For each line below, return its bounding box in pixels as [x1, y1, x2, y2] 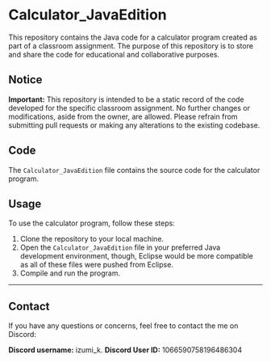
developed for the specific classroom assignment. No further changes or [8, 103, 251, 112]
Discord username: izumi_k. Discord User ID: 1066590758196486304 [8, 345, 243, 355]
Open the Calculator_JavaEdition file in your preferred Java [19, 242, 221, 252]
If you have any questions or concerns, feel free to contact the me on [8, 321, 239, 330]
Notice [8, 73, 43, 86]
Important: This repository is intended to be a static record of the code [8, 95, 244, 104]
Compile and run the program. [19, 268, 121, 278]
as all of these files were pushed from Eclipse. [19, 260, 173, 270]
